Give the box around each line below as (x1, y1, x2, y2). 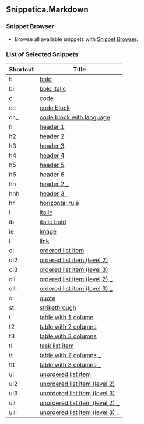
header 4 (40, 151, 65, 159)
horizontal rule (40, 199, 79, 207)
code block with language (40, 113, 111, 121)
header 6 (40, 170, 65, 178)
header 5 (40, 160, 65, 169)
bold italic (40, 84, 66, 93)
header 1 (40, 122, 65, 131)
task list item (40, 341, 74, 350)
